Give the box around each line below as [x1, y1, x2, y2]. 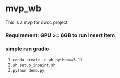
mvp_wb [5, 3, 42, 14]
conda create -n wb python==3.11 [12, 58, 83, 63]
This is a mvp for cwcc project [5, 19, 68, 25]
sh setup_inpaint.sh [12, 63, 56, 68]
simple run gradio [5, 45, 49, 52]
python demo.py [12, 68, 45, 73]
